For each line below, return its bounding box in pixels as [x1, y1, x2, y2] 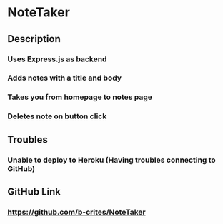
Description [7, 33, 61, 45]
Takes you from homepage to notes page [7, 92, 152, 102]
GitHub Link [7, 185, 61, 198]
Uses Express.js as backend [7, 54, 107, 64]
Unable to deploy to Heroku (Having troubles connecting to [7, 155, 216, 165]
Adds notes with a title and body [7, 73, 122, 83]
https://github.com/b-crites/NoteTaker [7, 207, 146, 217]
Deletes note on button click [7, 111, 107, 121]
